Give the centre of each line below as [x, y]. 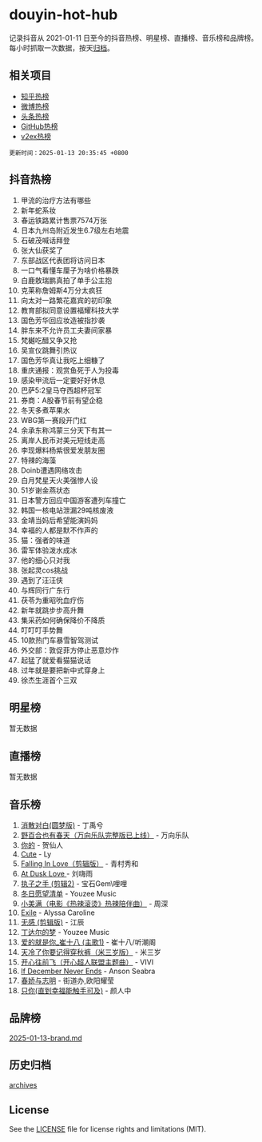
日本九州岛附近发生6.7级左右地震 [75, 230]
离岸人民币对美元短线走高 [63, 440]
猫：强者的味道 [45, 540]
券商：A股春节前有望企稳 [62, 400]
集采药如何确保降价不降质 [63, 620]
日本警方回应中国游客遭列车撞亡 [73, 500]
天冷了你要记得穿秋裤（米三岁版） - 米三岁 [91, 952]
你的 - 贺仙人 [42, 845]
